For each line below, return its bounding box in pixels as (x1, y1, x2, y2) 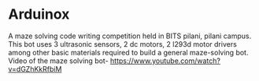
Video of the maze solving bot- (8, 56, 109, 65)
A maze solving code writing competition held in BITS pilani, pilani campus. (8, 31, 252, 40)
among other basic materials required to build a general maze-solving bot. (8, 48, 249, 57)
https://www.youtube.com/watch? (109, 56, 220, 65)
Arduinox (8, 5, 70, 23)
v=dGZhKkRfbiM (8, 64, 62, 73)
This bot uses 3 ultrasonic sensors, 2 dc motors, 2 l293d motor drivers (8, 39, 238, 48)
